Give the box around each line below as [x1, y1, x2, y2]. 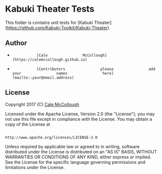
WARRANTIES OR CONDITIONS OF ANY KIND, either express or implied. [5, 154, 151, 160]
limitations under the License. [5, 164, 65, 170]
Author [5, 39, 27, 47]
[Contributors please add [36, 66, 156, 71]
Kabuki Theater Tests [5, 3, 95, 15]
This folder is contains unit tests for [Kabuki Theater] [5, 20, 112, 25]
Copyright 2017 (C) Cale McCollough [5, 101, 80, 107]
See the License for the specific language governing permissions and [5, 159, 146, 165]
